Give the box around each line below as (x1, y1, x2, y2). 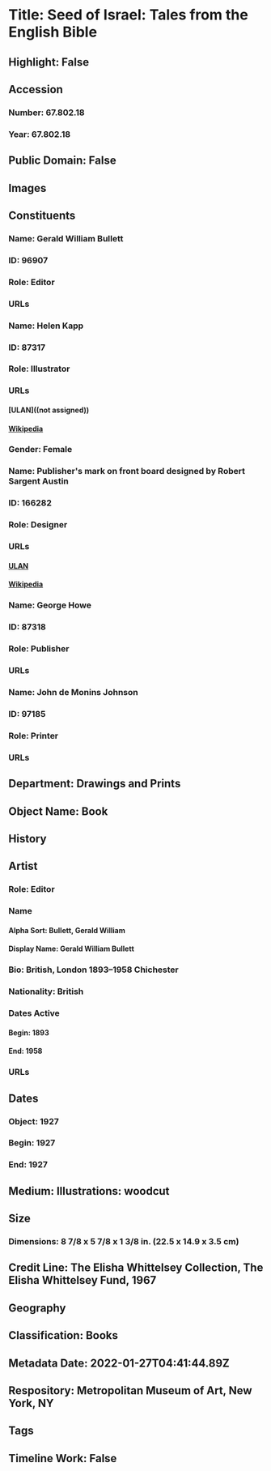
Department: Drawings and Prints (8, 777, 181, 791)
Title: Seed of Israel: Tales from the (8, 6, 248, 24)
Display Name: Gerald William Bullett (8, 944, 135, 953)
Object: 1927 (8, 1115, 59, 1127)
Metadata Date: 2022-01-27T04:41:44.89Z (8, 1356, 231, 1370)
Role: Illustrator (8, 363, 70, 374)
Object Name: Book (8, 804, 108, 818)
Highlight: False (8, 55, 90, 69)
